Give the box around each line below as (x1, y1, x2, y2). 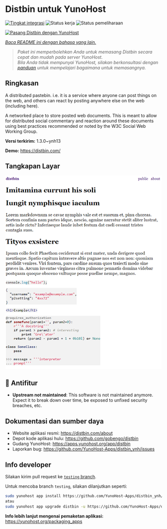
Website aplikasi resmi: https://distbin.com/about (12, 430, 113, 436)
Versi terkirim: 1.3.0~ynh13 (5, 138, 61, 144)
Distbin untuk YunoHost (5, 3, 106, 15)
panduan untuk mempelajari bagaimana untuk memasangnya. (17, 65, 146, 71)
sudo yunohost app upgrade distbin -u (5, 504, 85, 509)
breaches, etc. (12, 403, 42, 409)
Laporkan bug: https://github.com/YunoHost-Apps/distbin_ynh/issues (12, 446, 155, 452)
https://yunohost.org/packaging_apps (5, 518, 83, 524)
